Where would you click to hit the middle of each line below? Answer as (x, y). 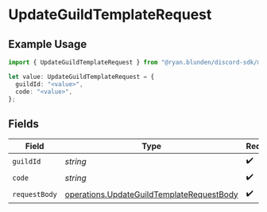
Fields (24, 124)
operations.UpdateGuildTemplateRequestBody (151, 194)
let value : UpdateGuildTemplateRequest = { (81, 77)
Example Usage (48, 44)
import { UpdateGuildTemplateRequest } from (83, 62)
